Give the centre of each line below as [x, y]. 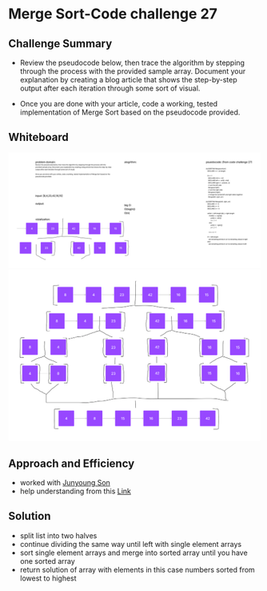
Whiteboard [39, 137]
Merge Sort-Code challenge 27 [113, 14]
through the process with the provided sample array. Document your [133, 71]
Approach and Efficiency [72, 463]
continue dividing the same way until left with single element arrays [131, 544]
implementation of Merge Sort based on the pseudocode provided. [130, 112]
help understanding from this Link [76, 491]
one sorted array [48, 561]
